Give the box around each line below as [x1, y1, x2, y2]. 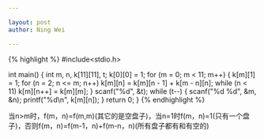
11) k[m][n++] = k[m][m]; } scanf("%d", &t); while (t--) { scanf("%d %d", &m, [8, 86, 257, 95]
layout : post [8, 18, 51, 26]
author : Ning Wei [8, 25, 66, 34]
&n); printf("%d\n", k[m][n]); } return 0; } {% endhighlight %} [8, 95, 206, 104]
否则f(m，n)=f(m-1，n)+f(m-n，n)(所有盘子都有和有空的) [25, 121, 209, 130]
